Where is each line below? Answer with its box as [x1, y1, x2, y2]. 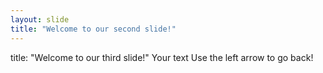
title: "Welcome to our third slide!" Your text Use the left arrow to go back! [10, 51, 314, 63]
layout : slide [10, 14, 70, 25]
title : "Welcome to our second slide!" [10, 24, 177, 34]
